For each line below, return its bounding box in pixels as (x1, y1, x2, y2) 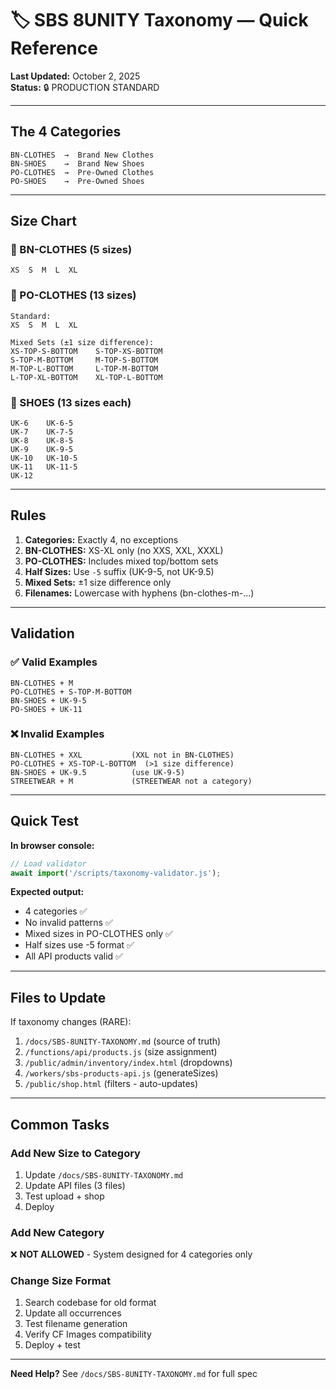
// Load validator (10, 858, 87, 869)
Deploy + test (24, 1339, 81, 1351)
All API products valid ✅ (24, 950, 123, 962)
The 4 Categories (10, 123, 122, 141)
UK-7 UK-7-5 (10, 427, 74, 437)
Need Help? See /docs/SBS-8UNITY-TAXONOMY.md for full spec (10, 1368, 258, 1380)
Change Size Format (10, 1274, 112, 1288)
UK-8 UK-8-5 (10, 436, 74, 446)
